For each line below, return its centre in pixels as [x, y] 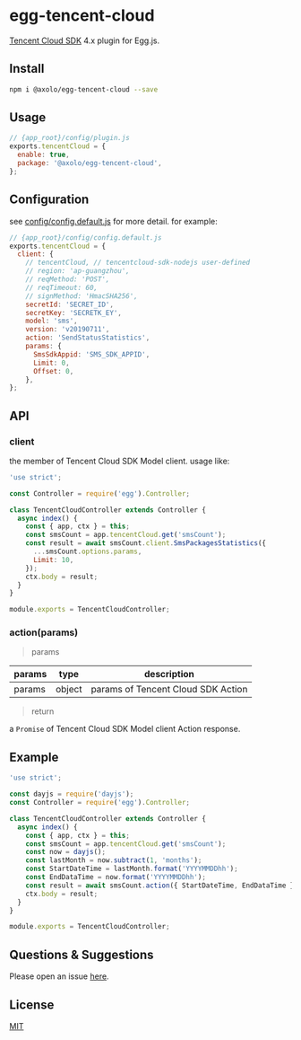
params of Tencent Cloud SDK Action [169, 690]
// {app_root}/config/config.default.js [86, 238]
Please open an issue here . [59, 976]
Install [27, 69]
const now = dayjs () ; [65, 852]
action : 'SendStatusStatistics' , [88, 338]
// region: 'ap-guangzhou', [77, 271]
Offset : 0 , [53, 371]
